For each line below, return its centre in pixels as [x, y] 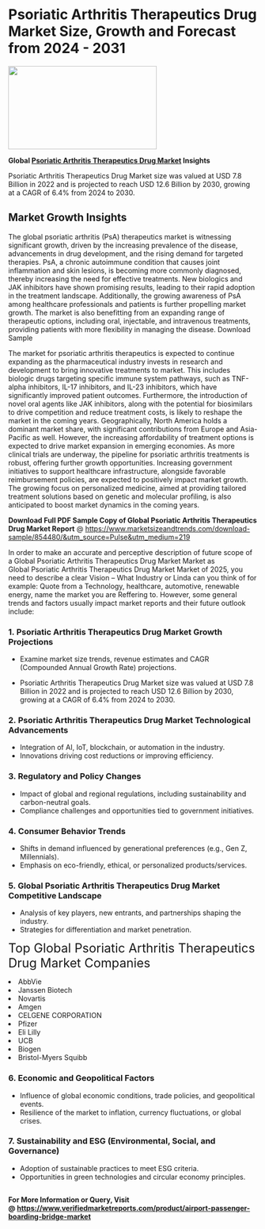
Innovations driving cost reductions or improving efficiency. [116, 756]
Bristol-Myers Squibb [53, 1058]
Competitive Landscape [55, 895]
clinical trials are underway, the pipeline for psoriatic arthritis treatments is [129, 454]
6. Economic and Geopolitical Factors [81, 1078]
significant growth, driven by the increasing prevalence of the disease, [123, 245]
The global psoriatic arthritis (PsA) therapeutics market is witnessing [120, 236]
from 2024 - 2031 [67, 48]
